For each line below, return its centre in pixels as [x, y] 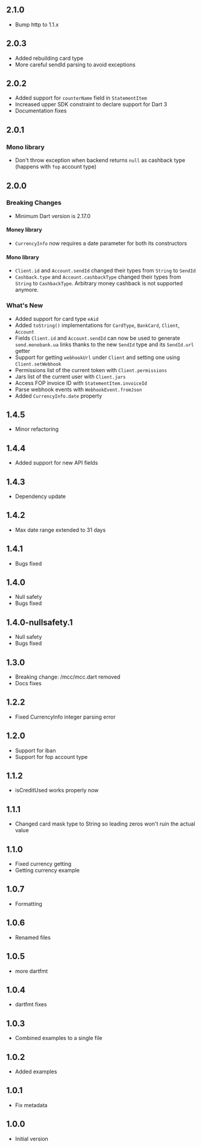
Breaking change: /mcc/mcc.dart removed [68, 677]
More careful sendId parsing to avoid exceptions [75, 64]
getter [23, 351]
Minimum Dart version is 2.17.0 [53, 216]
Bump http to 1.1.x [37, 24]
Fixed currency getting [43, 864]
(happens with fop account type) [55, 167]
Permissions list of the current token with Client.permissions [91, 370]
